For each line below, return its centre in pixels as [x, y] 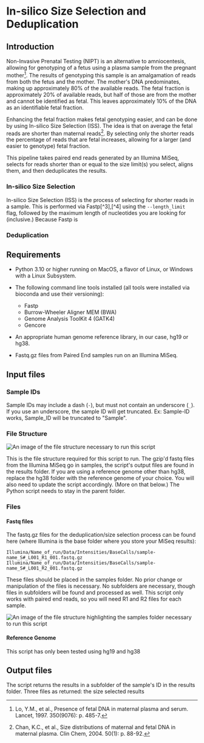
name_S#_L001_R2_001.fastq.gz [45, 568]
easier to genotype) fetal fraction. [48, 146]
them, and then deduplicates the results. [57, 171]
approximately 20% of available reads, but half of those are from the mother [101, 94]
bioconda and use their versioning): [59, 294]
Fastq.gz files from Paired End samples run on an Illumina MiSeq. [96, 355]
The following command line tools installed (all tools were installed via [102, 288]
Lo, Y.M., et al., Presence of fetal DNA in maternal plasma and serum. [101, 709]
